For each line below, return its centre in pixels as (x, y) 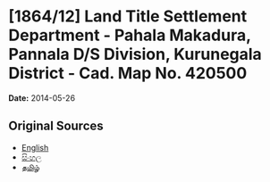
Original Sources (56, 126)
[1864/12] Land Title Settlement (128, 17)
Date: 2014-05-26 (42, 98)
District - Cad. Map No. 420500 (128, 74)
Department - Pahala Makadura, (130, 35)
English (35, 147)
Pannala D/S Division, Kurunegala (135, 54)
